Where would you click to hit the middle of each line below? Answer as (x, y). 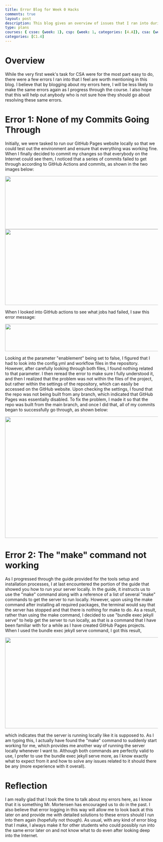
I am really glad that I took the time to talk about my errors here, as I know (79, 799)
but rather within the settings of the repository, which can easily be (72, 384)
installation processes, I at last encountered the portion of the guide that (77, 584)
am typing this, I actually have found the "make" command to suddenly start (81, 740)
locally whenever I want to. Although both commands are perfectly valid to (80, 751)
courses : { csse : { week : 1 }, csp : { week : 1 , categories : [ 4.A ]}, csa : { (80, 32)
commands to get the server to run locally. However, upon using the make (79, 599)
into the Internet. (22, 835)
